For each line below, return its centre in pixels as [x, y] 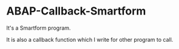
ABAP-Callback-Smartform [76, 11]
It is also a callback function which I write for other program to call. [90, 39]
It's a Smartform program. [39, 28]
